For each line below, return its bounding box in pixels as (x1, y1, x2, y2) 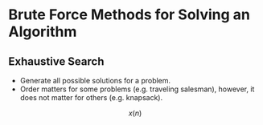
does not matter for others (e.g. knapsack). (19, 93, 163, 102)
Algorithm (8, 22, 77, 41)
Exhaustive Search (8, 54, 105, 68)
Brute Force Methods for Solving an (8, 6, 251, 24)
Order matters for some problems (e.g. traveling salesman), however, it (19, 84, 255, 94)
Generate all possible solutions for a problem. (19, 76, 171, 85)
